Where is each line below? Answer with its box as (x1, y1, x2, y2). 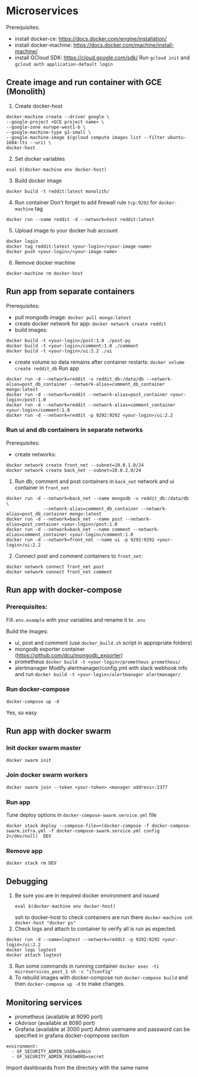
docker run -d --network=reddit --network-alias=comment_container (6, 402, 176, 408)
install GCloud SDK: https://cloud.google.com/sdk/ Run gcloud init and (14, 54, 190, 61)
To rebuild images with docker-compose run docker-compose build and (14, 974, 188, 981)
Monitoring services (6, 997, 83, 1007)
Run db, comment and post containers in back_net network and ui (14, 478, 174, 485)
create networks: (14, 450, 56, 458)
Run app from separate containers (6, 287, 135, 297)
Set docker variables (14, 155, 65, 162)
